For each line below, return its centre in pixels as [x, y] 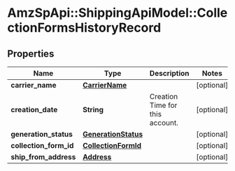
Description [170, 73]
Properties [31, 54]
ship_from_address [43, 157]
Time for [163, 105]
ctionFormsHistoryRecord [84, 28]
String [93, 110]
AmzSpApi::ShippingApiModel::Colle [117, 13]
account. [164, 123]
